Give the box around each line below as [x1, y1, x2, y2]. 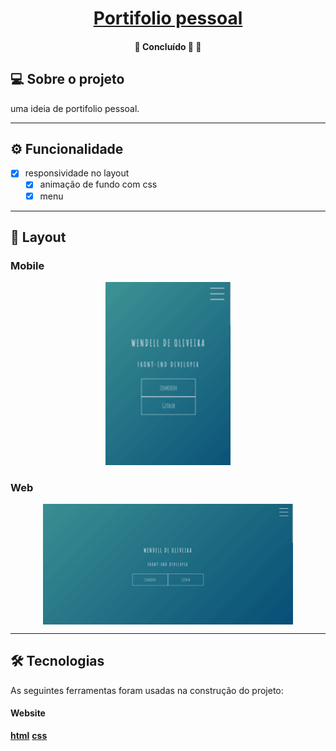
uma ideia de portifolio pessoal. [10, 102, 140, 114]
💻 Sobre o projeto [10, 71, 125, 88]
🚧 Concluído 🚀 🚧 [134, 40, 202, 52]
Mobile [10, 258, 45, 272]
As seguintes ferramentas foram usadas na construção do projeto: [10, 684, 284, 696]
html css [10, 729, 48, 741]
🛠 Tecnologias [10, 653, 105, 670]
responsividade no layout [24, 167, 130, 179]
